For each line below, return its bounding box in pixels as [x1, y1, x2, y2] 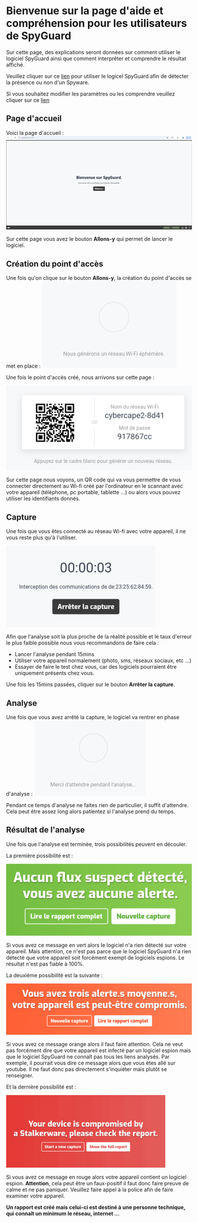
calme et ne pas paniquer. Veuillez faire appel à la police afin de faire [6, 1186, 173, 1193]
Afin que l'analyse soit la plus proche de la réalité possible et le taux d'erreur [6, 633, 192, 640]
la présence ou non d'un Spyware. [6, 78, 90, 86]
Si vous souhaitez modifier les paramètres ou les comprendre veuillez [6, 90, 176, 97]
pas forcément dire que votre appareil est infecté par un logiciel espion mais [6, 1047, 192, 1054]
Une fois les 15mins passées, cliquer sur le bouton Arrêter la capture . [6, 681, 175, 688]
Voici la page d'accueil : [6, 129, 64, 136]
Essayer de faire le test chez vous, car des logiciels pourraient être [14, 663, 177, 670]
